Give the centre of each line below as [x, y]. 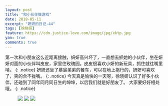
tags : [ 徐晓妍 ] [20, 28]
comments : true [21, 42]
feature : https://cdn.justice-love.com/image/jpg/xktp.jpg [68, 33]
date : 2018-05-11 [23, 19]
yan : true [15, 38]
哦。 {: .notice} [20, 88]
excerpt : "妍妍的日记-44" [30, 24]
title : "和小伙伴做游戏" [28, 14]
